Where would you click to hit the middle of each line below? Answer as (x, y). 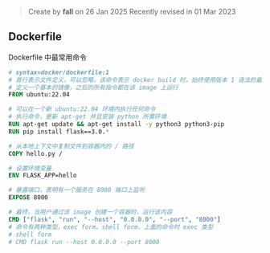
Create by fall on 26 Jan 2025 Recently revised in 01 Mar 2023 (132, 12)
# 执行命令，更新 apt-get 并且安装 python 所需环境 (88, 117)
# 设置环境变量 (30, 168)
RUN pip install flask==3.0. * (59, 132)
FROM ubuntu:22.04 (39, 95)
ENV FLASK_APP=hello (43, 176)
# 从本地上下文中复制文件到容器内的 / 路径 (71, 146)
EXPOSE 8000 (28, 198)
